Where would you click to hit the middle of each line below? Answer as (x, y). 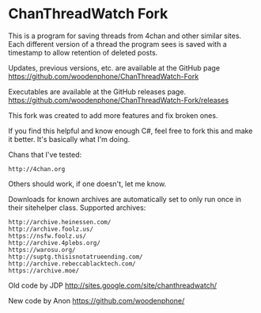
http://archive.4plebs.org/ (55, 242)
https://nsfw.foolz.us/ (47, 236)
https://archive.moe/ (44, 270)
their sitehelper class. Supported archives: (77, 208)
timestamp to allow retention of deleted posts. (83, 52)
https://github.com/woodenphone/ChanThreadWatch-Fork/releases (119, 100)
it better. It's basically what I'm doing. (69, 139)
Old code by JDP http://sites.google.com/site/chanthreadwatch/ (113, 285)
